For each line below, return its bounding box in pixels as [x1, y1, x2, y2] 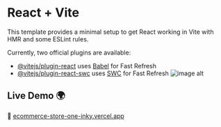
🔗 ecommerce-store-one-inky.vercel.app [7, 112, 125, 120]
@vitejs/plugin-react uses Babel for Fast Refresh [17, 61, 157, 70]
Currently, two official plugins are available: [7, 48, 131, 57]
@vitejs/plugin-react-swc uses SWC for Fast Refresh [17, 69, 169, 77]
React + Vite [7, 5, 80, 21]
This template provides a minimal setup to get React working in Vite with [7, 28, 214, 36]
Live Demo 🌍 [7, 90, 66, 101]
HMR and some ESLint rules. [7, 35, 89, 43]
